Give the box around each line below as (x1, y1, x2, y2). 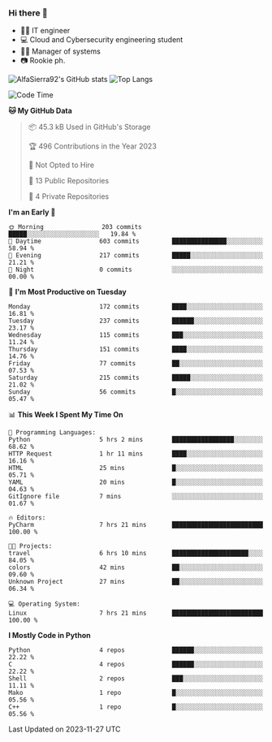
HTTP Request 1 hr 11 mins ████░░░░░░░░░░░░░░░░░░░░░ (8, 450, 264, 458)
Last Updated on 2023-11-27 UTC (8, 724, 121, 734)
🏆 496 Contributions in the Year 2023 (28, 141, 157, 151)
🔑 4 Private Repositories (28, 192, 110, 201)
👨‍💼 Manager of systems (19, 46, 101, 56)
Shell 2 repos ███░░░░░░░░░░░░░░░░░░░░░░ (8, 675, 264, 683)
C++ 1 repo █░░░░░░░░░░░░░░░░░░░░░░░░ (8, 703, 264, 711)
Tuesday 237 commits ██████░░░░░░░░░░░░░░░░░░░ (8, 317, 264, 326)
